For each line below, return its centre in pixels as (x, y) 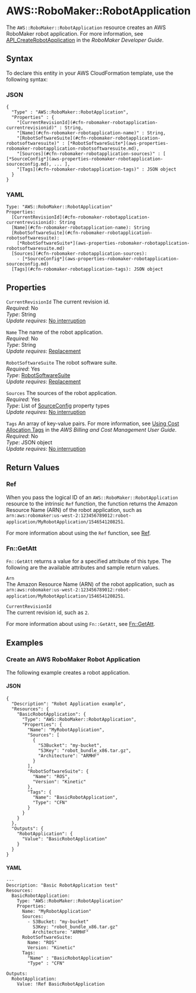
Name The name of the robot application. (55, 332)
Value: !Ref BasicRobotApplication (61, 984)
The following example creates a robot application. (68, 672)
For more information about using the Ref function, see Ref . (79, 533)
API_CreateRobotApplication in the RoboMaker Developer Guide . (85, 40)
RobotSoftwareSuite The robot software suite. (62, 363)
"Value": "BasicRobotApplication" (65, 839)
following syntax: (27, 79)
